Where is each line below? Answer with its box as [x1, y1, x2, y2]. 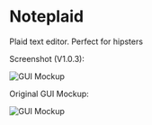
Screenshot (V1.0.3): [9, 53, 85, 64]
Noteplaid [9, 6, 84, 27]
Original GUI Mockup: [9, 88, 90, 99]
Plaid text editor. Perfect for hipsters [9, 36, 144, 47]
